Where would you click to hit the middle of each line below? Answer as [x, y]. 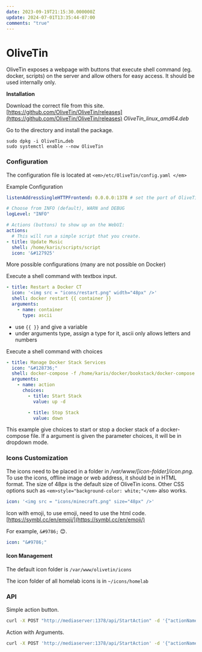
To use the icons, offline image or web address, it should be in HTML [91, 478]
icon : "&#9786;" [26, 542]
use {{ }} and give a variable [51, 327]
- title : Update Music [35, 242]
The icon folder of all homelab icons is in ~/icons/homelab [77, 581]
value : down [48, 418]
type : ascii [37, 315]
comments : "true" [28, 23]
